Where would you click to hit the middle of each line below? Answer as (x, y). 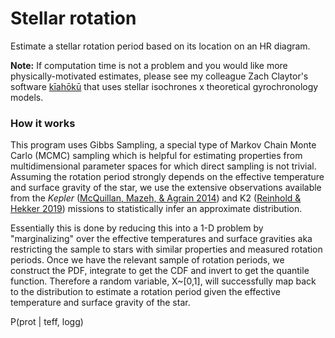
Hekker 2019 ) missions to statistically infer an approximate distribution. (156, 209)
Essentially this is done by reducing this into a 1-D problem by (137, 228)
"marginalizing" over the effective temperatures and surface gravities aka (161, 239)
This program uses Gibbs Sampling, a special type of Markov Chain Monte (163, 145)
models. (27, 97)
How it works (43, 123)
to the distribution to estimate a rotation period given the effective (145, 292)
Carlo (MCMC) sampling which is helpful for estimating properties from (156, 156)
